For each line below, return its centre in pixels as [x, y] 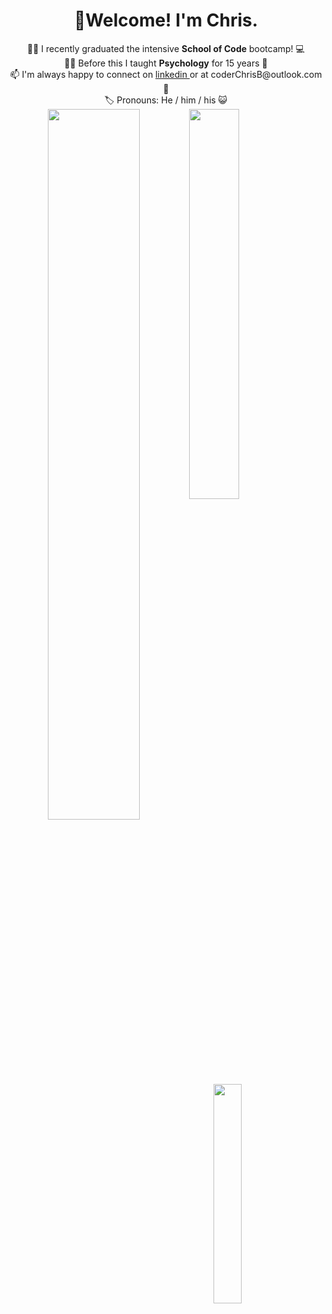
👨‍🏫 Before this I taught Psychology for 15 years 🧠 [166, 63]
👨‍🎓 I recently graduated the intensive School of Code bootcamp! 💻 [166, 48]
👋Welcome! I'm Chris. [166, 20]
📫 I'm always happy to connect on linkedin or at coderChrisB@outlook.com [166, 74]
